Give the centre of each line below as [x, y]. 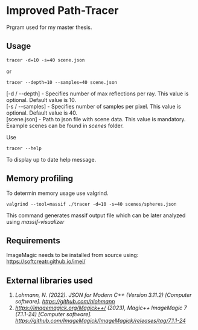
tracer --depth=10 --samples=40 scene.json [62, 82]
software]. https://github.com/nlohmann [65, 302]
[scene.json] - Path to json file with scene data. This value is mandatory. [96, 119]
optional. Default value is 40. [42, 113]
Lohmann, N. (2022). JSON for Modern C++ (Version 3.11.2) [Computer [103, 295]
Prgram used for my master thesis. [49, 27]
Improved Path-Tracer [62, 11]
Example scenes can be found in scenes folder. [65, 125]
